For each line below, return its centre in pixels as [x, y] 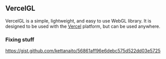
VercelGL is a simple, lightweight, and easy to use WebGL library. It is [78, 21]
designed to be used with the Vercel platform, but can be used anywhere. [83, 26]
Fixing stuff [20, 40]
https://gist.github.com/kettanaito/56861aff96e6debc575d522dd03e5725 [83, 51]
